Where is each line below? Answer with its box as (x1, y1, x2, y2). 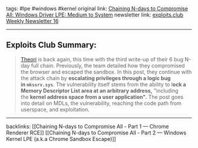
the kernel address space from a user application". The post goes (20, 93, 184, 100)
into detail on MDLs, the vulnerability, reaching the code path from (20, 100, 181, 107)
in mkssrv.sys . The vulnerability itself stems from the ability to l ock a (20, 81, 187, 88)
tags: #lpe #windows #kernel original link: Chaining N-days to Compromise (6, 5, 189, 12)
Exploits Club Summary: (6, 40, 97, 50)
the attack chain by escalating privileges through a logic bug (20, 74, 171, 81)
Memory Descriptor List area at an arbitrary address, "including (20, 87, 179, 94)
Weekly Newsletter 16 (6, 18, 59, 24)
